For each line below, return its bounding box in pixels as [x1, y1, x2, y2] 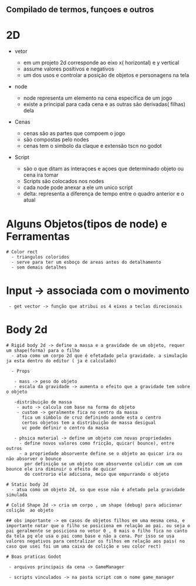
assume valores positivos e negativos [23, 65, 114, 72]
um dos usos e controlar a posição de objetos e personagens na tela [23, 72, 190, 79]
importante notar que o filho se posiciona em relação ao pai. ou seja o [6, 523, 191, 529]
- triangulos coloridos [11, 254, 69, 260]
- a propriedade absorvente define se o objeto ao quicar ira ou [19, 451, 183, 457]
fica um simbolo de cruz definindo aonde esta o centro [21, 415, 161, 421]
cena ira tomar [23, 171, 59, 178]
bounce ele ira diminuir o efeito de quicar [6, 466, 117, 472]
